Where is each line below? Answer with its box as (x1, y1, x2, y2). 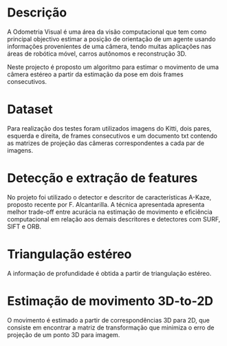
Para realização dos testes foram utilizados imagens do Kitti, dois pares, (7, 124, 212, 132)
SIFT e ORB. (7, 222, 41, 230)
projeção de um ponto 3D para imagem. (7, 330, 120, 338)
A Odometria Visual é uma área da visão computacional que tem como (7, 28, 207, 36)
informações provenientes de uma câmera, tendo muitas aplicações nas (7, 42, 212, 50)
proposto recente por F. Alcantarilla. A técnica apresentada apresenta (7, 200, 205, 208)
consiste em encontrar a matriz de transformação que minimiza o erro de (7, 323, 215, 332)
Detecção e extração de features (7, 171, 198, 186)
